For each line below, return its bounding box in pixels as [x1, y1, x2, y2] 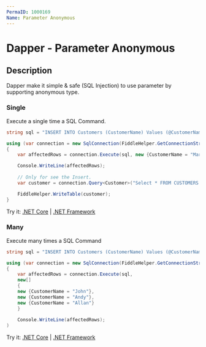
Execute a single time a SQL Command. [6, 117, 106, 124]
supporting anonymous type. [6, 88, 80, 96]
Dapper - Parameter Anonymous [6, 41, 175, 55]
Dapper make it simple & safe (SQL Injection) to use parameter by [6, 82, 172, 89]
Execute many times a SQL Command [6, 237, 102, 244]
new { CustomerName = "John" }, [17, 289, 95, 295]
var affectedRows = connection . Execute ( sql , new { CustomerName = [17, 151, 188, 158]
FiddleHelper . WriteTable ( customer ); [17, 191, 112, 197]
